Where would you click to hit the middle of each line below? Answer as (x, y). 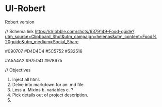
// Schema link (19, 31)
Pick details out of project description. (50, 95)
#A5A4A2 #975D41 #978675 (33, 60)
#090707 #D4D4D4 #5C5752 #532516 (44, 51)
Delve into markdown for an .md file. (48, 84)
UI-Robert (25, 9)
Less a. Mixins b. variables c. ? (43, 89)
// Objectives (18, 70)
